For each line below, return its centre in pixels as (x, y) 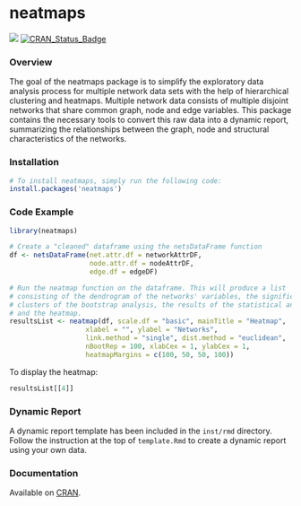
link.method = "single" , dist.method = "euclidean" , (186, 338)
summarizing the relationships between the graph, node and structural (139, 129)
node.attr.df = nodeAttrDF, (142, 264)
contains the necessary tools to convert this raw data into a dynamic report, (149, 120)
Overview (31, 62)
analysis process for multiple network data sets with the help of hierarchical (149, 92)
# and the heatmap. (46, 313)
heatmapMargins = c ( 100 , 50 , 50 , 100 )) (160, 354)
